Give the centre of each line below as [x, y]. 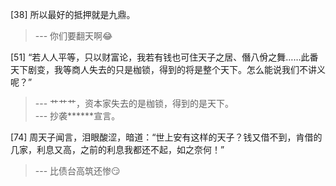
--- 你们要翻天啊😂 [73, 36]
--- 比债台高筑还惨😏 [77, 171]
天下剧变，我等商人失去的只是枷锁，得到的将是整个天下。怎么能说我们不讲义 [168, 69]
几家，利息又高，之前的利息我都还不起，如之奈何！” [117, 149]
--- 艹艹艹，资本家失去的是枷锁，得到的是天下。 [134, 103]
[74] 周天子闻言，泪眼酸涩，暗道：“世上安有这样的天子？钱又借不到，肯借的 [166, 137]
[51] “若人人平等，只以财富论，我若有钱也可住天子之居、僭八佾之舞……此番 [164, 57]
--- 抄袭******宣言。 [77, 116]
